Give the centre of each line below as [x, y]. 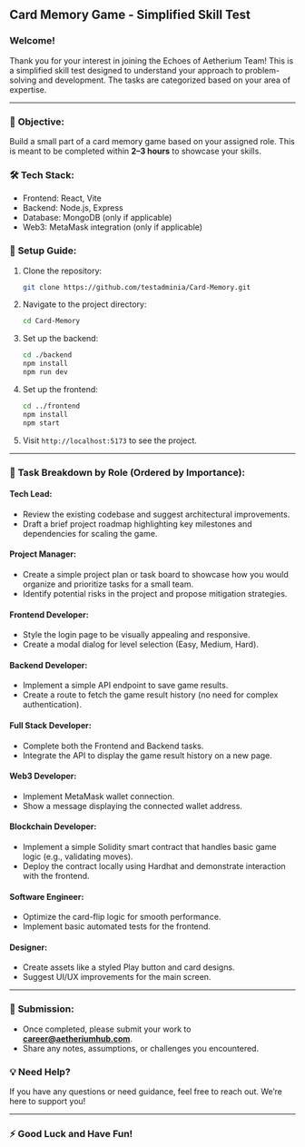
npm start [41, 423]
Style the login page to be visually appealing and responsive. [136, 635]
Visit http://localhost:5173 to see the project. [109, 440]
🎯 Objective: [37, 122]
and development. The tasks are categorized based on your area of [164, 80]
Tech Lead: [31, 494]
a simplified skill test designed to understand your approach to [126, 70]
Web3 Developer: [43, 776]
